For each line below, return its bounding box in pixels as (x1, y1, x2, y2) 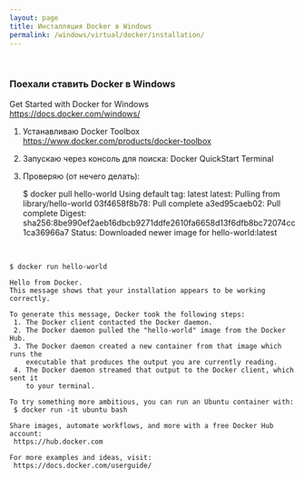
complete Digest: (22, 207, 87, 218)
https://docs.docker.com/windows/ (9, 108, 141, 119)
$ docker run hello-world (9, 262, 107, 271)
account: (9, 429, 43, 438)
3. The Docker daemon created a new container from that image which (13, 342, 282, 351)
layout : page (9, 13, 59, 23)
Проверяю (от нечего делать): (22, 170, 141, 182)
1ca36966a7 (22, 226, 70, 237)
